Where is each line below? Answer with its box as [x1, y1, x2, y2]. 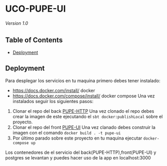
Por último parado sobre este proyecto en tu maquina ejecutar [12, 135, 143, 141]
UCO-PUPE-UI [5, 3, 66, 15]
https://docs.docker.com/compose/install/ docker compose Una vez [12, 92, 155, 99]
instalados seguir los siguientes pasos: [12, 98, 94, 104]
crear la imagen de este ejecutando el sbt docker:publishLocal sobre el [12, 113, 163, 119]
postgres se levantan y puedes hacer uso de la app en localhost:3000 [5, 154, 151, 160]
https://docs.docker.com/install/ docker [12, 87, 95, 93]
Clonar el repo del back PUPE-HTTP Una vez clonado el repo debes [12, 108, 154, 114]
